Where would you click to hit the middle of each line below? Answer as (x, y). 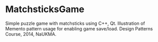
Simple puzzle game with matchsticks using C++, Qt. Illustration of (75, 23)
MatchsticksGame (45, 9)
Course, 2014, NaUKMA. (31, 34)
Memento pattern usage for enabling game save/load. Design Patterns (79, 28)
